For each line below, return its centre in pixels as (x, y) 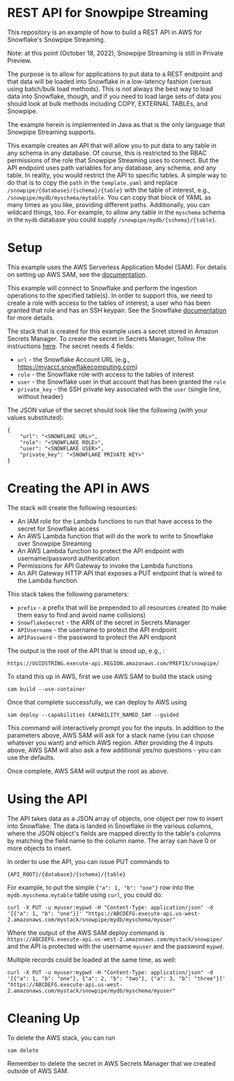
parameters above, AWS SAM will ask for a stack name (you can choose (111, 735)
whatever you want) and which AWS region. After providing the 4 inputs (110, 742)
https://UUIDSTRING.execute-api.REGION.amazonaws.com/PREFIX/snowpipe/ (113, 663)
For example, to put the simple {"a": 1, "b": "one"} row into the (101, 887)
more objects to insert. (40, 848)
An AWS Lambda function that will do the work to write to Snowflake (115, 536)
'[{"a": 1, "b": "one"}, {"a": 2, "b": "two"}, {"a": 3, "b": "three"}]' (117, 978)
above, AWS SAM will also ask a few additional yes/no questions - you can (114, 750)
